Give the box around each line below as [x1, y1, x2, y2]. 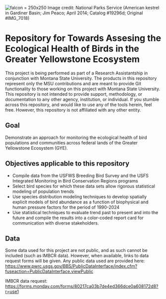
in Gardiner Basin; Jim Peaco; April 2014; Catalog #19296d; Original [5, 10, 143, 16]
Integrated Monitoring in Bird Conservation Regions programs [12, 178, 138, 183]
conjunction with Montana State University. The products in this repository [5, 75, 157, 81]
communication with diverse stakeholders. [12, 220, 99, 226]
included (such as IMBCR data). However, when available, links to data [5, 253, 149, 259]
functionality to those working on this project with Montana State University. [5, 86, 160, 92]
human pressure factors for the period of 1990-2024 [12, 204, 120, 210]
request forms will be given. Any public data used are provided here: [5, 258, 145, 264]
